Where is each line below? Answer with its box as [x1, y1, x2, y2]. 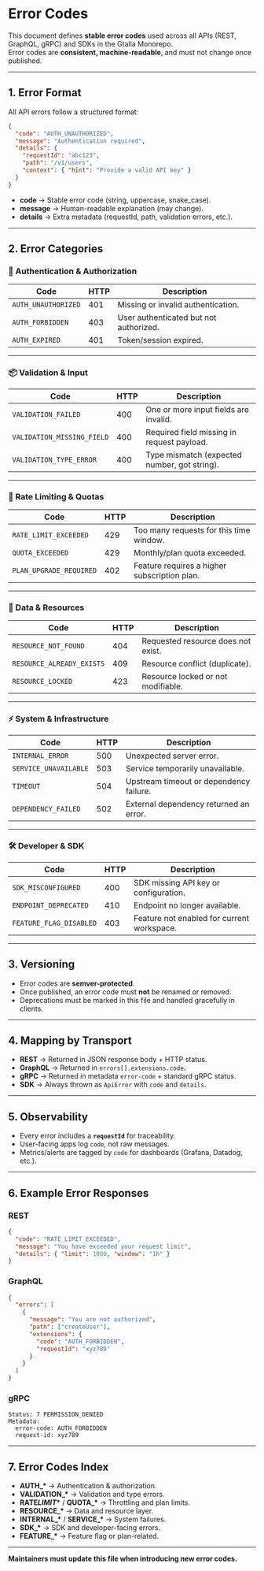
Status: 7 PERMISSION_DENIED [8, 1411, 104, 1419]
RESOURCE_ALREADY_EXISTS [12, 659, 105, 668]
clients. [19, 1004, 43, 1013]
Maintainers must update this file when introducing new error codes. [8, 1554, 238, 1564]
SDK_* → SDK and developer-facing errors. [19, 1523, 161, 1532]
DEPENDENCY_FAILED [12, 804, 81, 813]
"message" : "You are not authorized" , [28, 1316, 156, 1324]
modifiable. [141, 681, 183, 692]
